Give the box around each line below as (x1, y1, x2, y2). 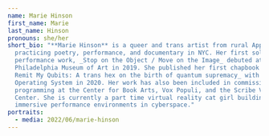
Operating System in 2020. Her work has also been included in (14, 78, 230, 86)
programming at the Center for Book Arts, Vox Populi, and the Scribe (14, 86, 256, 94)
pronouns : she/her (7, 34, 69, 42)
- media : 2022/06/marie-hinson (14, 116, 120, 124)
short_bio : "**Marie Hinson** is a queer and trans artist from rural (7, 42, 249, 50)
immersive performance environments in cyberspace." (14, 101, 195, 109)
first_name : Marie (7, 19, 69, 27)
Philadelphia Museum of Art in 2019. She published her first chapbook (14, 64, 260, 72)
